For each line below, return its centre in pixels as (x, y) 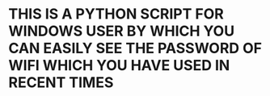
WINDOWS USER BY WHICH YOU (122, 31)
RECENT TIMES (61, 83)
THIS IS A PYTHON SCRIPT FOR (116, 14)
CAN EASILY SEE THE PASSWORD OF (135, 48)
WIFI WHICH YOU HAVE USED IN (119, 66)
